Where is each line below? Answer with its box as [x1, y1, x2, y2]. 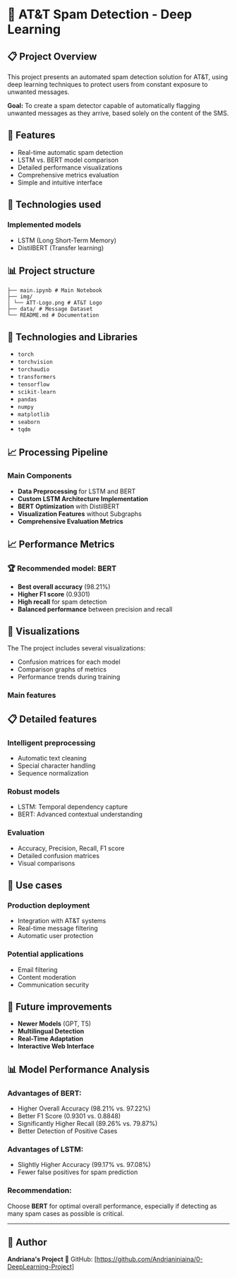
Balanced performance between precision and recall [17, 604, 173, 614]
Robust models [7, 786, 60, 796]
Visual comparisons [17, 859, 75, 867]
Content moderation [17, 973, 76, 981]
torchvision [17, 358, 53, 366]
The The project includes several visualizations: [7, 644, 146, 652]
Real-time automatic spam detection [17, 148, 123, 156]
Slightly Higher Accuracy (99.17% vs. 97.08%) [17, 1161, 151, 1169]
